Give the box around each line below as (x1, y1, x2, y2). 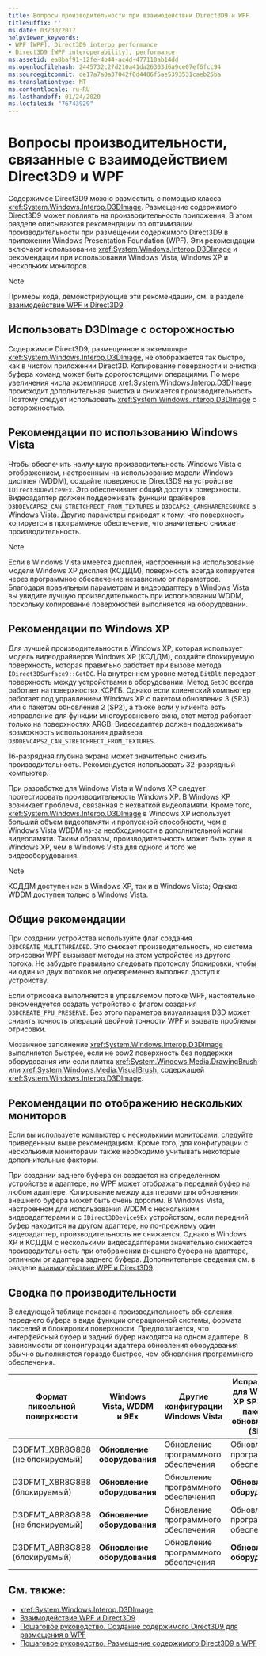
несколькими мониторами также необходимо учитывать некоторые (8, 1147, 240, 1157)
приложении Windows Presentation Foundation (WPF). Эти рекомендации (8, 236, 256, 245)
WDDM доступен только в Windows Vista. (8, 890, 149, 899)
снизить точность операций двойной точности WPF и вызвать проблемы (8, 1016, 256, 1026)
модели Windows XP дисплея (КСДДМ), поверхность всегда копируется (8, 565, 256, 575)
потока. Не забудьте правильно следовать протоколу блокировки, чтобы (8, 959, 256, 968)
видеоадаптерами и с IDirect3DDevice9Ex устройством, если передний (8, 1213, 249, 1222)
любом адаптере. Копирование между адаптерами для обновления (8, 1187, 239, 1197)
